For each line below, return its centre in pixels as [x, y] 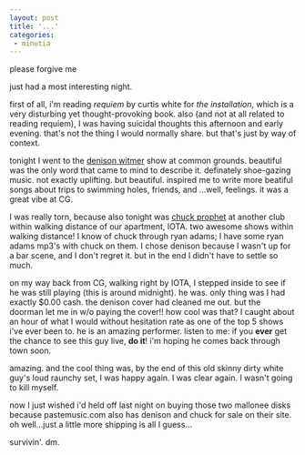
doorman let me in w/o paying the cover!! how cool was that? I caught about [152, 312]
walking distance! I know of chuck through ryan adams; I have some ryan [147, 237]
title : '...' [34, 26]
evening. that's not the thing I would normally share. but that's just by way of [153, 134]
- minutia [32, 43]
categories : [32, 35]
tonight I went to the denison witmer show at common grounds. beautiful [146, 161]
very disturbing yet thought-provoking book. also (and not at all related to [147, 114]
